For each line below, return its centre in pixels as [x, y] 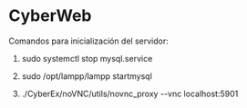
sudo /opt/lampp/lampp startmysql [87, 76]
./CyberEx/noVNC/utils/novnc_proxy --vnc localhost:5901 [130, 93]
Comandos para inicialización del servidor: [89, 41]
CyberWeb [50, 16]
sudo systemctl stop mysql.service [87, 58]
